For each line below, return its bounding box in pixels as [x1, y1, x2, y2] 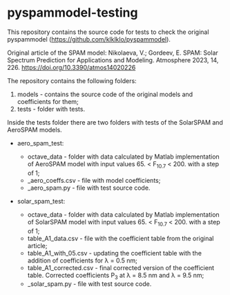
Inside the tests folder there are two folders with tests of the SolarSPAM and [7, 118, 223, 126]
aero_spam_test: [17, 138, 64, 147]
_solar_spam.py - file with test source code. [27, 280, 152, 288]
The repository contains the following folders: [7, 76, 137, 84]
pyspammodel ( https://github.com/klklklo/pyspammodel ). [7, 35, 171, 43]
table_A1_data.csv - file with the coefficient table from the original [27, 234, 214, 242]
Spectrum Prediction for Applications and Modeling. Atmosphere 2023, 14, [7, 55, 219, 64]
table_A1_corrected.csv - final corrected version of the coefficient [27, 263, 215, 271]
